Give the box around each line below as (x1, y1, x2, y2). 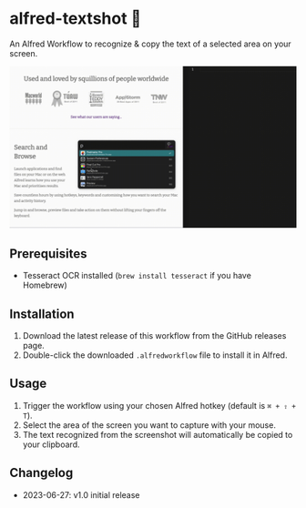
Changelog (9, 465, 74, 481)
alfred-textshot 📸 (9, 8, 142, 29)
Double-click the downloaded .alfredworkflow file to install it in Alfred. (22, 350, 288, 361)
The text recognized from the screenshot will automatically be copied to (22, 429, 293, 440)
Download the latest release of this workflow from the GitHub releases (22, 330, 287, 341)
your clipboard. (22, 439, 80, 450)
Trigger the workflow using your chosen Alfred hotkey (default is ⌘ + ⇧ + (22, 400, 296, 411)
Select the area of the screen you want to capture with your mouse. (22, 419, 276, 431)
